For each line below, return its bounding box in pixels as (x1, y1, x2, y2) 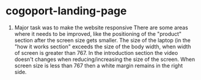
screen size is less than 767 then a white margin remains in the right (14, 61, 183, 69)
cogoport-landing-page (5, 4, 127, 18)
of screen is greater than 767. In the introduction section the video (14, 49, 178, 56)
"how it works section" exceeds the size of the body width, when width (14, 43, 191, 50)
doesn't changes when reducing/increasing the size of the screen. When (14, 56, 196, 63)
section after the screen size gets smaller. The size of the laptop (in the (14, 36, 191, 44)
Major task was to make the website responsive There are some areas (14, 24, 188, 31)
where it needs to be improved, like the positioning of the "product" (14, 30, 182, 37)
